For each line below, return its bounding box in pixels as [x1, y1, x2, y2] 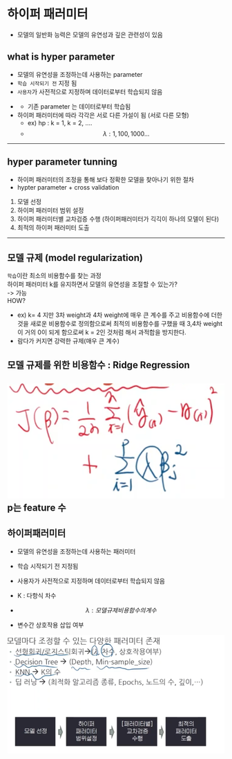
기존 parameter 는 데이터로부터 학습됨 [27, 102, 131, 111]
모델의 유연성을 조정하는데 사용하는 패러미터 [17, 547, 136, 556]
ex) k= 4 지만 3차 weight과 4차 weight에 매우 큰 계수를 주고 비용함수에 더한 [17, 311, 223, 319]
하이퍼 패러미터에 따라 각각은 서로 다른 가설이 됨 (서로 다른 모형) [17, 111, 190, 119]
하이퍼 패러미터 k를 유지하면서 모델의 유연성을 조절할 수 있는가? [7, 280, 178, 289]
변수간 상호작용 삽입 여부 [17, 621, 84, 629]
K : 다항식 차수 [17, 591, 57, 599]
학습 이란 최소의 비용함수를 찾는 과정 [7, 271, 101, 280]
